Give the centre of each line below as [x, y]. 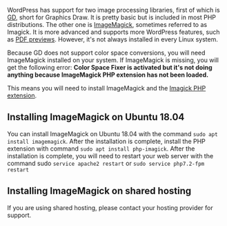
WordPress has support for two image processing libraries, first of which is [113, 10]
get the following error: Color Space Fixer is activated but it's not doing [110, 67]
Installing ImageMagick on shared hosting [99, 191]
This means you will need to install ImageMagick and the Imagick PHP [107, 88]
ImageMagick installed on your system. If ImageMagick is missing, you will [113, 60]
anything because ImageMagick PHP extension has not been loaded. [108, 75]
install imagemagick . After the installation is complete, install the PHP [106, 141]
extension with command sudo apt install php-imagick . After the [101, 149]
